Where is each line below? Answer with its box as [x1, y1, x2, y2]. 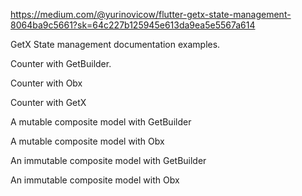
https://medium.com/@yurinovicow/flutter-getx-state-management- [10, 9, 292, 20]
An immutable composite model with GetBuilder [10, 155, 207, 166]
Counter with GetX [10, 97, 87, 108]
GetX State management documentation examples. [10, 39, 221, 50]
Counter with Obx [10, 77, 83, 89]
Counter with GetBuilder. [10, 58, 112, 69]
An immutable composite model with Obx [10, 174, 180, 186]
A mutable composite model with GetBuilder [10, 116, 192, 128]
